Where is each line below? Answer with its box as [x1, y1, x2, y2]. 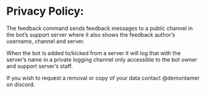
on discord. [6, 81, 35, 88]
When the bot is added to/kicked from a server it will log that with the [6, 49, 181, 56]
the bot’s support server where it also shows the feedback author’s [6, 31, 175, 38]
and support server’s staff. [6, 62, 74, 70]
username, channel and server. [6, 37, 85, 45]
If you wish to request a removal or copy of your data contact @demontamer [6, 74, 200, 81]
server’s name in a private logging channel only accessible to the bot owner [6, 56, 197, 63]
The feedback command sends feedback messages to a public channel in [6, 24, 193, 32]
